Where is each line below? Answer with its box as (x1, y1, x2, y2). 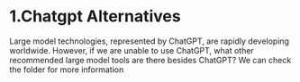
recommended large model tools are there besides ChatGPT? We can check (9, 54, 292, 65)
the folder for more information (9, 64, 124, 75)
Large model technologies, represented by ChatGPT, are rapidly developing (9, 36, 290, 46)
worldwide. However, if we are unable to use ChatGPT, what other (9, 45, 254, 55)
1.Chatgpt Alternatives (9, 6, 182, 27)
